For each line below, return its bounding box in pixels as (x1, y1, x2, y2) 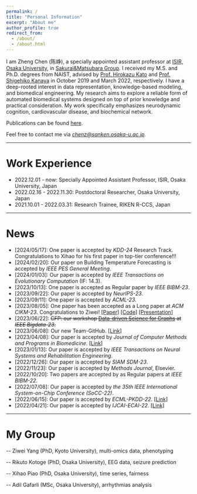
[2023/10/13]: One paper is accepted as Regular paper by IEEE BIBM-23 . (14, 283, 190, 290)
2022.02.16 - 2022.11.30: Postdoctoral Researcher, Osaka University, (14, 188, 180, 195)
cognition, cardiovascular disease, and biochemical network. (6, 108, 153, 115)
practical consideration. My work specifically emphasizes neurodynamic (6, 102, 181, 109)
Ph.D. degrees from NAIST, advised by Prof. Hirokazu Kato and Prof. (6, 71, 171, 78)
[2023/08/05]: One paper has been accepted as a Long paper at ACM (14, 302, 184, 309)
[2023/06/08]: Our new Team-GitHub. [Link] (14, 327, 122, 334)
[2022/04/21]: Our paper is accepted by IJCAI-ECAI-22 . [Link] (14, 402, 165, 409)
